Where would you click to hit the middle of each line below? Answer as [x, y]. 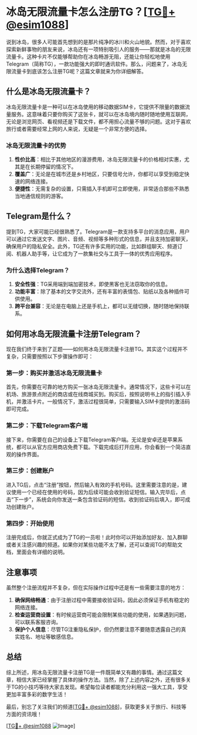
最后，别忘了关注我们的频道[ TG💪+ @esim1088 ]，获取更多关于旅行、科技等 [96, 707]
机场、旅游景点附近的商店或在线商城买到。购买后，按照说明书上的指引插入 [96, 395]
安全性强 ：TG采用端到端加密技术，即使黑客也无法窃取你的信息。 [93, 284]
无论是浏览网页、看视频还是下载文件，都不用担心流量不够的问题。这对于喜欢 [98, 122]
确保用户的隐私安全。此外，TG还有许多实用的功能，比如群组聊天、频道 [92, 246]
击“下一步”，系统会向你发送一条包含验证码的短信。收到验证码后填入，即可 [96, 499]
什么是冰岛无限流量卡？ [48, 92]
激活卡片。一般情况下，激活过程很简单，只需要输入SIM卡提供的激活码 [106, 402]
